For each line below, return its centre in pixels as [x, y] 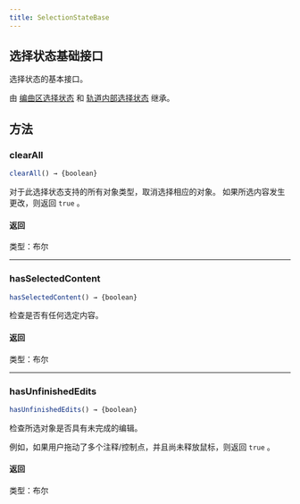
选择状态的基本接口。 [48, 79]
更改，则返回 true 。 [47, 203]
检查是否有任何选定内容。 [56, 315]
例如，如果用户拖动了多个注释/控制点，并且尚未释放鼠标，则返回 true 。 [142, 447]
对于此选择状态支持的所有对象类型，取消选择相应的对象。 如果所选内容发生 [147, 192]
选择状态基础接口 [56, 56]
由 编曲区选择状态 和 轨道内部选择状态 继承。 [92, 98]
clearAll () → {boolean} [54, 174]
